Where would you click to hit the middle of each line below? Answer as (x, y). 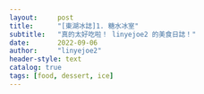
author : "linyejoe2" (55, 51)
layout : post (42, 17)
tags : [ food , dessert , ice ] (62, 76)
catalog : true (36, 68)
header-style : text (46, 59)
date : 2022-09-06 (54, 43)
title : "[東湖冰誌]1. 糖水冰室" (74, 26)
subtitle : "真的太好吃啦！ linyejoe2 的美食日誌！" (103, 34)
